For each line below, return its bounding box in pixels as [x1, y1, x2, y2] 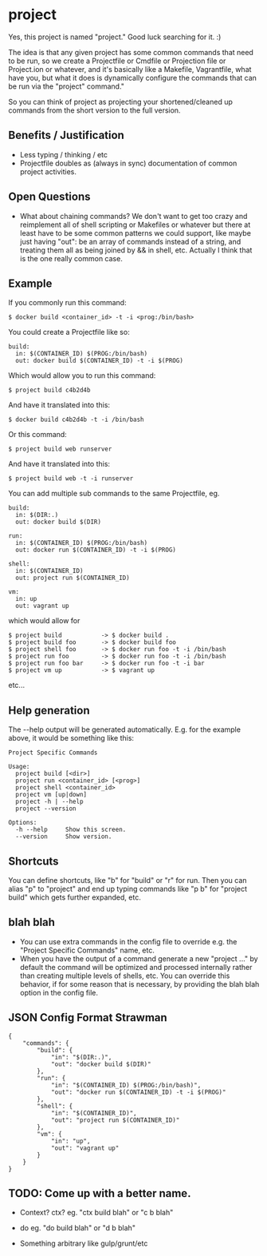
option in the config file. [19, 988, 98, 997]
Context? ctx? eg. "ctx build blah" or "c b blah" [19, 1208, 174, 1218]
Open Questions [8, 190, 91, 204]
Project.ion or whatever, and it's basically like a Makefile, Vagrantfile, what [8, 64, 252, 74]
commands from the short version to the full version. [8, 105, 181, 115]
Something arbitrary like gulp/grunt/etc [19, 1238, 148, 1248]
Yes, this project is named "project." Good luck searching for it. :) [8, 32, 222, 42]
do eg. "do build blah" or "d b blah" [19, 1223, 135, 1233]
